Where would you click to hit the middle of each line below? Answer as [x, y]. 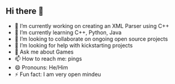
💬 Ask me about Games [44, 52]
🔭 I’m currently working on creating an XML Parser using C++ [92, 26]
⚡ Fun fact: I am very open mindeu [58, 74]
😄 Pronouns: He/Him [41, 67]
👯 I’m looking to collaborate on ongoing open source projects [91, 39]
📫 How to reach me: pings [48, 58]
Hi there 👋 [25, 11]
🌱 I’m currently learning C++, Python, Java [68, 32]
